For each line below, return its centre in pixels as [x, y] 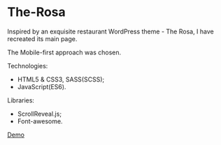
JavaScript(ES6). [42, 86]
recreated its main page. [42, 38]
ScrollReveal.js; [39, 114]
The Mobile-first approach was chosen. [64, 52]
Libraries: [21, 100]
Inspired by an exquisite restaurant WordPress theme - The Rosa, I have [111, 31]
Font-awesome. [40, 121]
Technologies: [28, 66]
